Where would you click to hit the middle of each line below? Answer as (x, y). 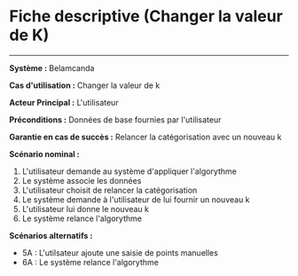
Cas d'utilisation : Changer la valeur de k (85, 85)
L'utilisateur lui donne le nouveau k (85, 209)
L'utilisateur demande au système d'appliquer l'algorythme (129, 171)
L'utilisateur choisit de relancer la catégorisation (110, 190)
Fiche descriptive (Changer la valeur (146, 16)
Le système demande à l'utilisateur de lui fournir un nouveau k (136, 199)
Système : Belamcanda (52, 67)
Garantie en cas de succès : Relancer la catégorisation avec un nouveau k (145, 137)
